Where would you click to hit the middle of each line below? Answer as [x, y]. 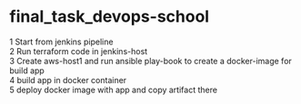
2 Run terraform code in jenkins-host [79, 51]
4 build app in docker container [68, 80]
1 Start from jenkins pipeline [61, 42]
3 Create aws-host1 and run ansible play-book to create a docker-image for [151, 61]
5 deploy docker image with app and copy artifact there [114, 90]
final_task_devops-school [110, 17]
